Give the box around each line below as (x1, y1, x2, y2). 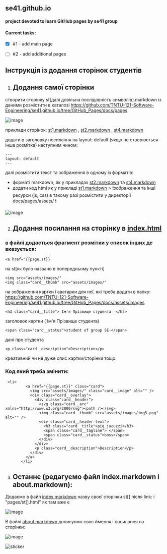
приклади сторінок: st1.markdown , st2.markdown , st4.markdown (5, 127, 143, 133)
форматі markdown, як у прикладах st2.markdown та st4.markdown (12, 179, 156, 185)
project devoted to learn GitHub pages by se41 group (5, 18, 118, 24)
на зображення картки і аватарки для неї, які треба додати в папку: (5, 289, 151, 295)
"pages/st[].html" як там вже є (5, 499, 70, 505)
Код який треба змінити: (5, 368, 69, 375)
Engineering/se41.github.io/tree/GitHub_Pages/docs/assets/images (5, 300, 145, 306)
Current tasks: (5, 30, 36, 36)
